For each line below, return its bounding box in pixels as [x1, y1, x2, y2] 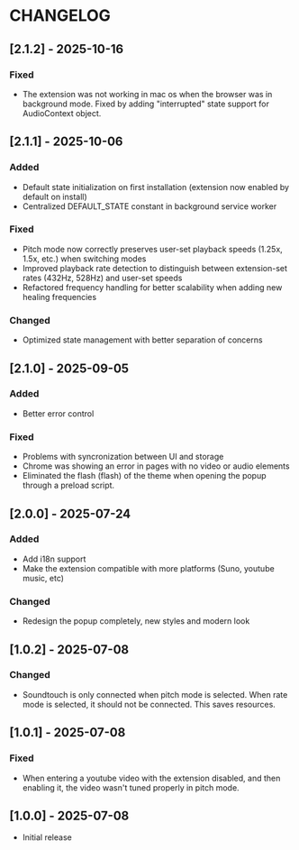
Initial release [22, 832, 72, 843]
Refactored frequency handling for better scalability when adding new [22, 281, 283, 293]
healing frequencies [22, 291, 97, 302]
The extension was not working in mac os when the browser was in [22, 88, 273, 99]
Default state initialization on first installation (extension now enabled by [22, 181, 290, 192]
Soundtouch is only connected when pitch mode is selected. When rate [22, 689, 288, 699]
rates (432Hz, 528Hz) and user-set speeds [22, 272, 183, 283]
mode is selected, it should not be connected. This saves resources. [22, 699, 276, 709]
